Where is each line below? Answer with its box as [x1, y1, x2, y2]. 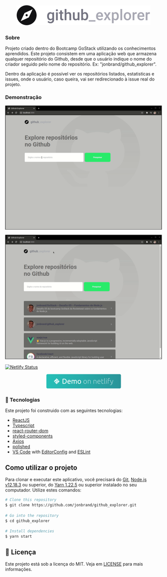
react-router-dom [12, 428, 49, 434]
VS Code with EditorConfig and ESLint [12, 449, 91, 455]
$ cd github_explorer [5, 518, 50, 523]
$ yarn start [5, 534, 32, 539]
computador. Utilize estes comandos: [5, 487, 82, 493]
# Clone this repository [5, 497, 57, 502]
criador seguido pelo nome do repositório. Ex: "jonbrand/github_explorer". [5, 61, 157, 67]
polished [12, 444, 30, 450]
